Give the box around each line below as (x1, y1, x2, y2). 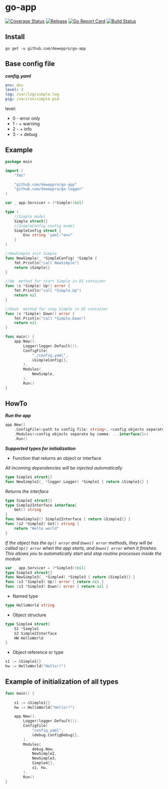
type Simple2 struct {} (5, 498, 52, 503)
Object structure (12, 611, 46, 618)
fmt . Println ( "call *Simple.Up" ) (14, 288, 81, 293)
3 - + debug (12, 131, 37, 137)
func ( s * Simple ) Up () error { (5, 283, 70, 288)
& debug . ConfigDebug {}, (31, 732, 79, 737)
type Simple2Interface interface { (5, 503, 77, 508)
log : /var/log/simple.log (5, 92, 59, 97)
